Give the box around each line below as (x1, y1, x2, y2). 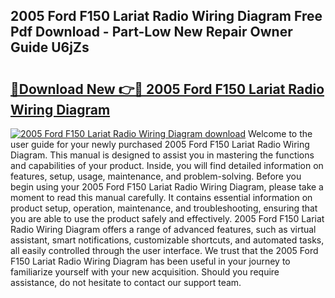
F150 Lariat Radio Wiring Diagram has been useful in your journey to (10, 255, 291, 267)
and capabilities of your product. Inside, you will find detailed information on (10, 160, 324, 171)
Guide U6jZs (10, 39, 90, 56)
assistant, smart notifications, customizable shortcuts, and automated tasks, (10, 234, 325, 246)
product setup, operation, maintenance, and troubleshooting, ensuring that (10, 202, 318, 214)
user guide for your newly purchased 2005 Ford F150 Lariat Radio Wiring (10, 139, 310, 150)
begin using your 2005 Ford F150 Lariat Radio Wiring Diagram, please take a (10, 181, 324, 193)
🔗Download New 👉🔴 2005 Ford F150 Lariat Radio (10, 80, 325, 98)
